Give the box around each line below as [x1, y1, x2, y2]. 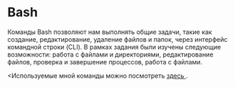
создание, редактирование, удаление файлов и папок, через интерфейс [7, 35, 228, 43]
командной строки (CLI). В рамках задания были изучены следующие [7, 42, 221, 51]
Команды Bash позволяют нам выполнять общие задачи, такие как [7, 28, 212, 36]
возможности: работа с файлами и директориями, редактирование [7, 50, 214, 59]
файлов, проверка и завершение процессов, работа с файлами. [7, 57, 203, 66]
